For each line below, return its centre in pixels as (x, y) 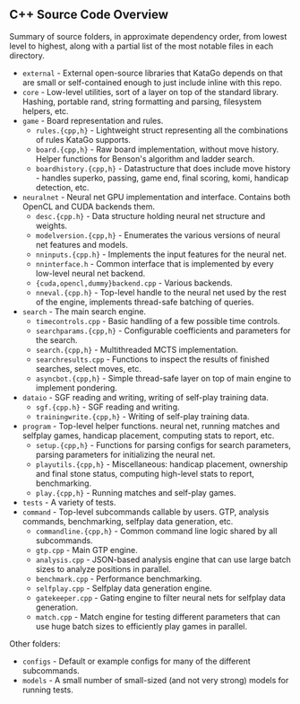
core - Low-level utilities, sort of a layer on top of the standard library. (150, 92)
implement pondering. (77, 387)
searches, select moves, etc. (88, 368)
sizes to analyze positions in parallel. (103, 568)
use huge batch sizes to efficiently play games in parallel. (141, 626)
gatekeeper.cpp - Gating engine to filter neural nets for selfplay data (160, 597)
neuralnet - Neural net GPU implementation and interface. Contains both (156, 197)
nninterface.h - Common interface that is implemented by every (155, 263)
